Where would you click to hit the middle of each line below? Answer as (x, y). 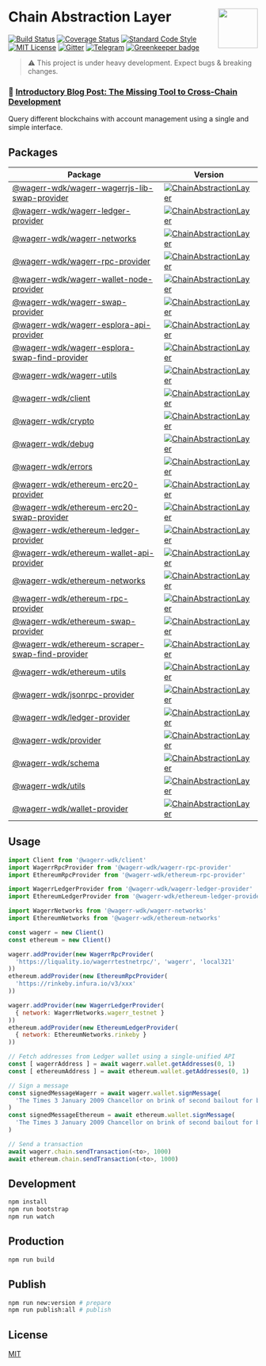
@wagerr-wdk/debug (53, 444)
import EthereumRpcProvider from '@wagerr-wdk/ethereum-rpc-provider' (127, 875)
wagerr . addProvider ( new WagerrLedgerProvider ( (86, 1005)
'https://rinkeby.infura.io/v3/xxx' (76, 984)
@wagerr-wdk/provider (57, 740)
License (28, 1335)
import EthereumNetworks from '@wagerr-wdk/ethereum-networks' (115, 919)
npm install (28, 1202)
